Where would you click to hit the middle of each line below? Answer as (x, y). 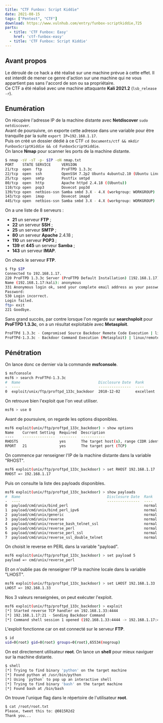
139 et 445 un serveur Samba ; (43, 246)
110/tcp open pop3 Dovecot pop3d (48, 187)
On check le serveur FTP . (31, 260)
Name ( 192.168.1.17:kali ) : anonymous (43, 283)
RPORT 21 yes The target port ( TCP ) (66, 446)
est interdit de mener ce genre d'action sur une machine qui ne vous (73, 78)
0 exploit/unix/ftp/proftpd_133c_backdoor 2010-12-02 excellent (80, 391)
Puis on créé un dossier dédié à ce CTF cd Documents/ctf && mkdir (72, 141)
